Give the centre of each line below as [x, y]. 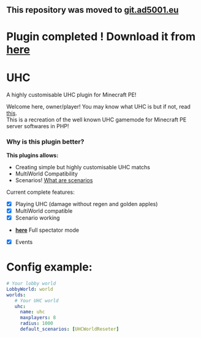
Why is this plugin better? [45, 142]
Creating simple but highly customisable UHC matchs [82, 167]
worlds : [16, 295]
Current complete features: [40, 192]
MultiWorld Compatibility [47, 174]
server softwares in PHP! [38, 126]
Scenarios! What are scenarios [54, 180]
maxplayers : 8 [38, 318]
